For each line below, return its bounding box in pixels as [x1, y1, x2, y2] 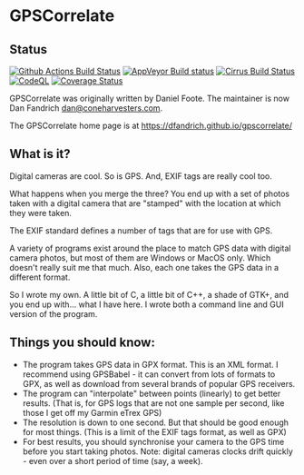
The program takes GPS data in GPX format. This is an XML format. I [22, 359, 279, 370]
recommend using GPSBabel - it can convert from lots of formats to [22, 369, 276, 380]
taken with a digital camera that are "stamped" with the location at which [9, 197, 281, 209]
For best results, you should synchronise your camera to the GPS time [22, 436, 285, 447]
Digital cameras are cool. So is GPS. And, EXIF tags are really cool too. [9, 170, 272, 182]
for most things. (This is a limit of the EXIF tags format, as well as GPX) [22, 426, 288, 437]
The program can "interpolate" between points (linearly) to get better [22, 388, 281, 399]
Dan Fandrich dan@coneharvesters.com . [9, 103, 163, 114]
